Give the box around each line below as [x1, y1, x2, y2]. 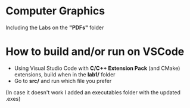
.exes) [5, 95, 21, 102]
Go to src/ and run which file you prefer [14, 77, 112, 84]
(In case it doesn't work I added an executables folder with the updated [5, 88, 181, 96]
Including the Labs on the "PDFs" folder [5, 24, 104, 31]
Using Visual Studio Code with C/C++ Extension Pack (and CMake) [14, 64, 180, 72]
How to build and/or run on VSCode [5, 45, 185, 58]
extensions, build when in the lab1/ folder [14, 70, 116, 78]
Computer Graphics [5, 4, 105, 18]
